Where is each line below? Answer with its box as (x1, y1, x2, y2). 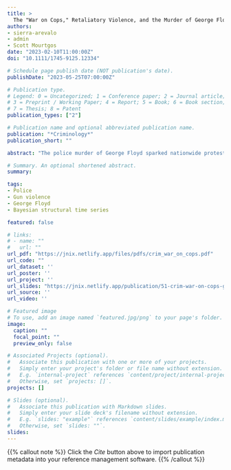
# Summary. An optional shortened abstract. (7, 162, 137, 169)
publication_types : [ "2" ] (7, 112, 81, 119)
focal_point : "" (13, 334, 60, 340)
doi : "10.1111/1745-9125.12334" (7, 55, 100, 62)
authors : (7, 23, 32, 30)
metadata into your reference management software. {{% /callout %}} (7, 455, 205, 463)
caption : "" (13, 327, 48, 334)
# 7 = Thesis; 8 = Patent (7, 105, 81, 112)
